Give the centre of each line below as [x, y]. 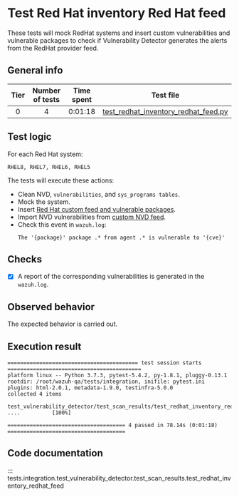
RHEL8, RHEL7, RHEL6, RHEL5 [49, 167]
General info [35, 70]
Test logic [30, 137]
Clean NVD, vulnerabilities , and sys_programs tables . [99, 194]
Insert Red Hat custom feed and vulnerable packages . [97, 209]
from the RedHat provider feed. [53, 48]
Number [47, 91]
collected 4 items [34, 394]
